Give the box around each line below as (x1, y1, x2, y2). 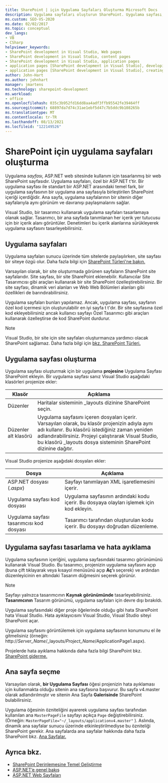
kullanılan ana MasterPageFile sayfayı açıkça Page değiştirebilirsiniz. (5, 712, 144, 718)
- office (5, 96, 23, 101)
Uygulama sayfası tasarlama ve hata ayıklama (5, 543, 151, 551)
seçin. (37, 405, 51, 412)
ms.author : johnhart (5, 77, 48, 82)
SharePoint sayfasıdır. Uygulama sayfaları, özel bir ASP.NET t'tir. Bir (5, 178, 144, 184)
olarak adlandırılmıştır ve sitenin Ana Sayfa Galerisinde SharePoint (5, 692, 142, 698)
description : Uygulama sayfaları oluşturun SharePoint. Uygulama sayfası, (5, 12, 164, 17)
